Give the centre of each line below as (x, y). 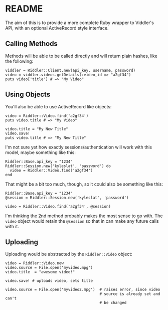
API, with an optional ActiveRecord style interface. (57, 28)
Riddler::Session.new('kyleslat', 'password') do (58, 166)
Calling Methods (31, 44)
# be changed (113, 303)
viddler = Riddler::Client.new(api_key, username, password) (70, 70)
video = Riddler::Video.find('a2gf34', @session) (58, 206)
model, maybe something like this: (41, 152)
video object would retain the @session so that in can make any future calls (82, 221)
